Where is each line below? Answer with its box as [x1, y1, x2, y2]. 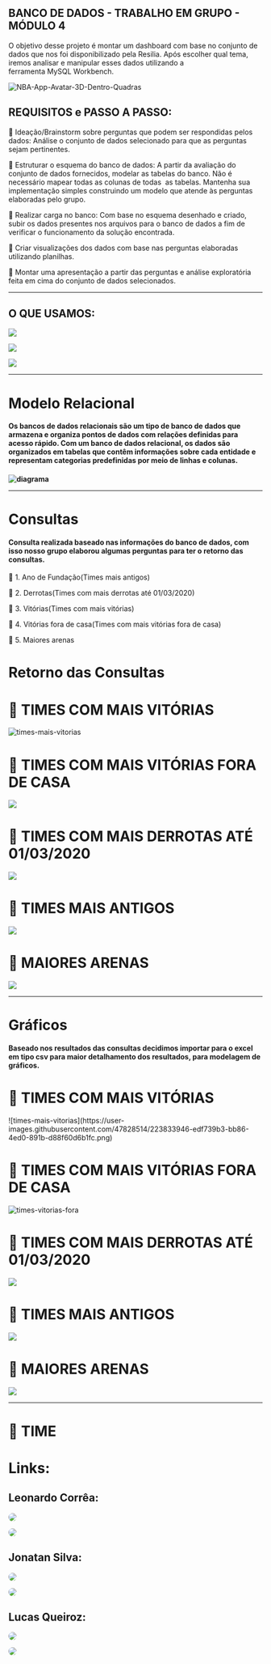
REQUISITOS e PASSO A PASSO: [8, 105, 172, 120]
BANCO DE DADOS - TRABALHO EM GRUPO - [8, 6, 240, 20]
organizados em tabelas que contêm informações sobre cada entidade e [8, 447, 256, 456]
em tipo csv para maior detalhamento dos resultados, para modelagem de [8, 1051, 261, 1061]
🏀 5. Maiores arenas [8, 635, 75, 645]
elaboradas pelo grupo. [8, 194, 86, 204]
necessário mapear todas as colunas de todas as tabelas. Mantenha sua [8, 177, 251, 187]
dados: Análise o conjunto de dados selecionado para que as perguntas [8, 135, 248, 145]
